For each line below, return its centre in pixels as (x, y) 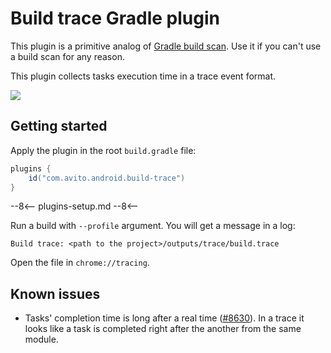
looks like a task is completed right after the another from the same (163, 329)
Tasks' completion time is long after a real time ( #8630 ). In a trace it (164, 318)
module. (41, 339)
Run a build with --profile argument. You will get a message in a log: (153, 226)
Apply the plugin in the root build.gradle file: (103, 150)
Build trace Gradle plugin (115, 18)
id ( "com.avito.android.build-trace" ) (107, 178)
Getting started (59, 126)
